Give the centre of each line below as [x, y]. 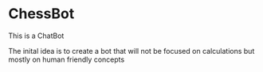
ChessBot [41, 14]
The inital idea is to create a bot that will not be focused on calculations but [131, 51]
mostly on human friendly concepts [67, 59]
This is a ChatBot [36, 36]
